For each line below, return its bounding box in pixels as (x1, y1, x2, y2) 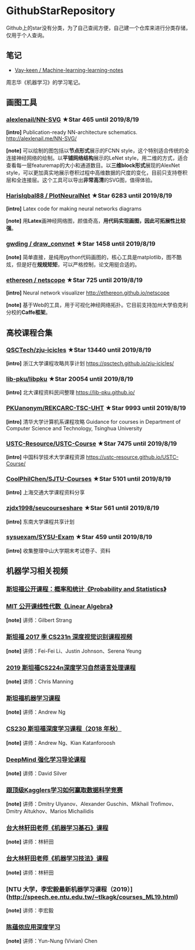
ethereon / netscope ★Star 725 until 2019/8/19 (6, 276, 143, 284)
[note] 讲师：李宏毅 (6, 907, 54, 914)
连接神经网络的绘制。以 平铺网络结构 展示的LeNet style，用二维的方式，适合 (6, 155, 189, 162)
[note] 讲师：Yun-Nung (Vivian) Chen (6, 938, 98, 945)
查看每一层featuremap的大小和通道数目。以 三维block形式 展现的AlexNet (6, 162, 180, 169)
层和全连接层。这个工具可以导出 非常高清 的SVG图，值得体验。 (6, 176, 156, 183)
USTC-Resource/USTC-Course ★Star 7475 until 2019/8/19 (6, 439, 177, 447)
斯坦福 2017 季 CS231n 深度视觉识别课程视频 (6, 633, 133, 641)
